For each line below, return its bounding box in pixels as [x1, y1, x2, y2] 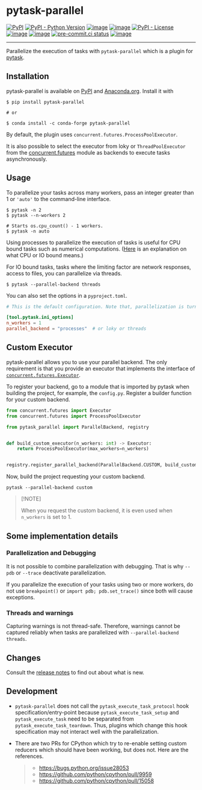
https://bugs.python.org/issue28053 [38, 764, 129, 771]
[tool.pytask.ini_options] [6, 315, 74, 321]
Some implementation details [6, 531, 118, 541]
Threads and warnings [6, 608, 74, 617]
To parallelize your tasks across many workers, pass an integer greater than [6, 188, 194, 196]
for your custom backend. [6, 396, 70, 403]
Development [6, 686, 58, 696]
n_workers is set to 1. [20, 513, 72, 521]
